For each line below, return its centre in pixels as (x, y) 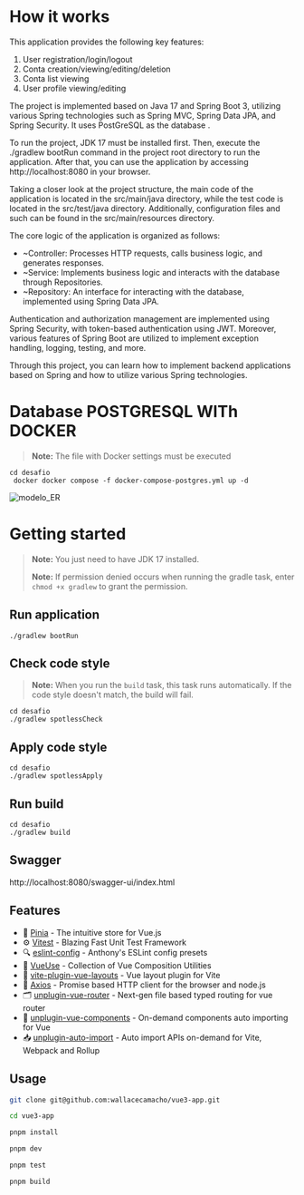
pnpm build (30, 1181)
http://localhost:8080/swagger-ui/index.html (92, 882)
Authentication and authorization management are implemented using (139, 318)
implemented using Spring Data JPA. (91, 301)
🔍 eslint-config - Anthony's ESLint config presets (115, 952)
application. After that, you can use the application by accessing (129, 161)
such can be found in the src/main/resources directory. (112, 218)
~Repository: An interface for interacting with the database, (133, 291)
